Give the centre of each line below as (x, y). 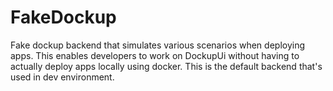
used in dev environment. (62, 77)
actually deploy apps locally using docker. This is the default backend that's (166, 66)
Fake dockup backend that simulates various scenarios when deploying (158, 45)
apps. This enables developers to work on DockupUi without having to (155, 55)
